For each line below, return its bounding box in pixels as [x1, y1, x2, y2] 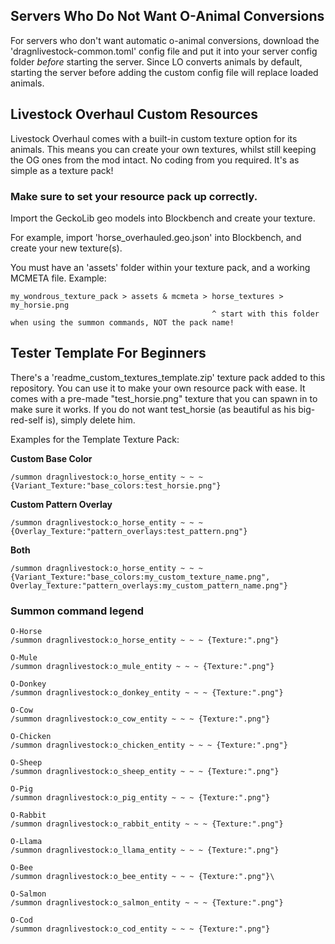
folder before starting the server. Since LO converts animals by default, [10, 55, 303, 68]
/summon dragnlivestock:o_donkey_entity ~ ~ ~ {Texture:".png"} [10, 688, 284, 698]
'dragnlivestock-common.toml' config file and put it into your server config [10, 45, 318, 57]
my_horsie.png [10, 300, 70, 310]
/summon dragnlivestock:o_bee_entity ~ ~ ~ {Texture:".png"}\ [10, 872, 275, 882]
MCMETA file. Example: [10, 272, 107, 284]
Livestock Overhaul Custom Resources [10, 106, 259, 123]
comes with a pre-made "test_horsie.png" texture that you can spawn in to [10, 392, 318, 404]
